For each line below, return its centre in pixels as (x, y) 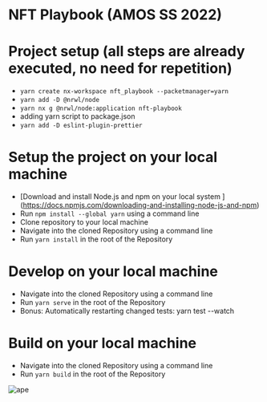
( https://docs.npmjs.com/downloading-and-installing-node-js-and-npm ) (140, 205)
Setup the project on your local (113, 157)
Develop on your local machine (113, 272)
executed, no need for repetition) (120, 69)
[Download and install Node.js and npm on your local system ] (122, 197)
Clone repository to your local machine (84, 222)
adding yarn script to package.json (77, 116)
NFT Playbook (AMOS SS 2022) (115, 15)
